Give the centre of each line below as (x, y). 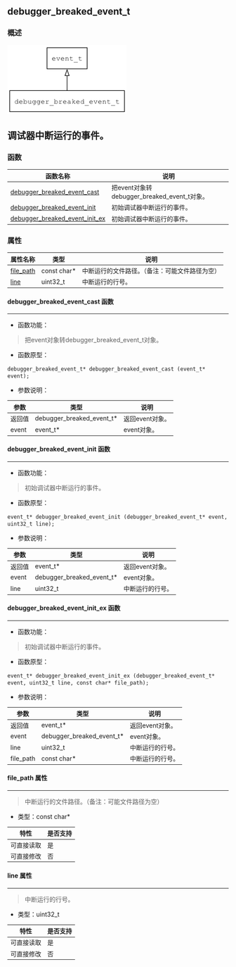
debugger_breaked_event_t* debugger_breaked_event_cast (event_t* (106, 369)
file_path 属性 (27, 778)
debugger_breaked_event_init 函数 (59, 449)
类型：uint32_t (38, 914)
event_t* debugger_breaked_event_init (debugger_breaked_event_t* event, (118, 517)
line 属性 (20, 875)
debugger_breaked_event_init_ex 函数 (64, 608)
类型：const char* (44, 816)
